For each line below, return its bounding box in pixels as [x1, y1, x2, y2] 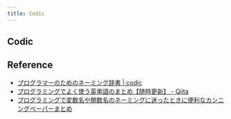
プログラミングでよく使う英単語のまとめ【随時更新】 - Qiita [17, 87, 189, 95]
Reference [7, 59, 53, 71]
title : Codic [7, 10, 45, 17]
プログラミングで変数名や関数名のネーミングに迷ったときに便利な [17, 95, 206, 104]
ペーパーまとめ [29, 104, 73, 113]
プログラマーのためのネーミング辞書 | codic [17, 78, 142, 86]
